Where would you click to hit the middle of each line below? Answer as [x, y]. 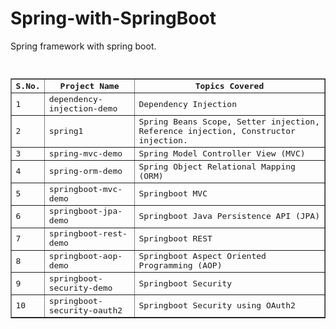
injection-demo [83, 108]
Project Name [89, 86]
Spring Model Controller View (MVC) [222, 153]
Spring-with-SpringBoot [113, 18]
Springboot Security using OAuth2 [217, 305]
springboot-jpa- [85, 211]
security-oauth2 [85, 310]
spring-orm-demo [85, 171]
